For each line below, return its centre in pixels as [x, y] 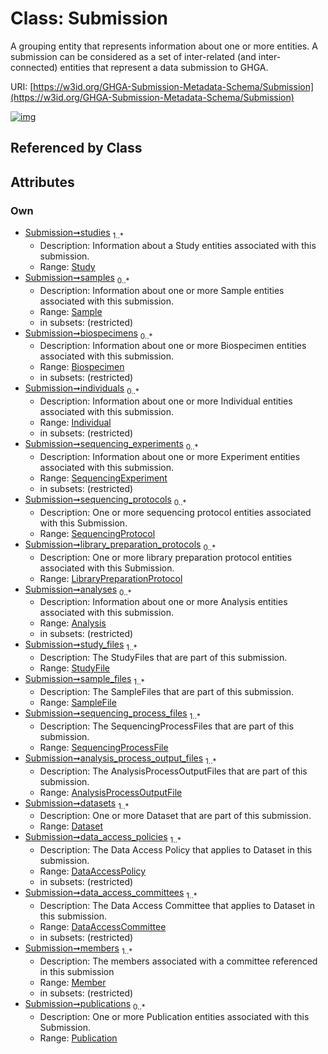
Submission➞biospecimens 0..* [88, 334]
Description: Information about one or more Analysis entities [163, 602]
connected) [34, 67]
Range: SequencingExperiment [103, 478]
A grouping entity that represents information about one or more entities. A [164, 46]
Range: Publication [78, 1038]
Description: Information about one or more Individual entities [166, 401]
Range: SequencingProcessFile [104, 747]
